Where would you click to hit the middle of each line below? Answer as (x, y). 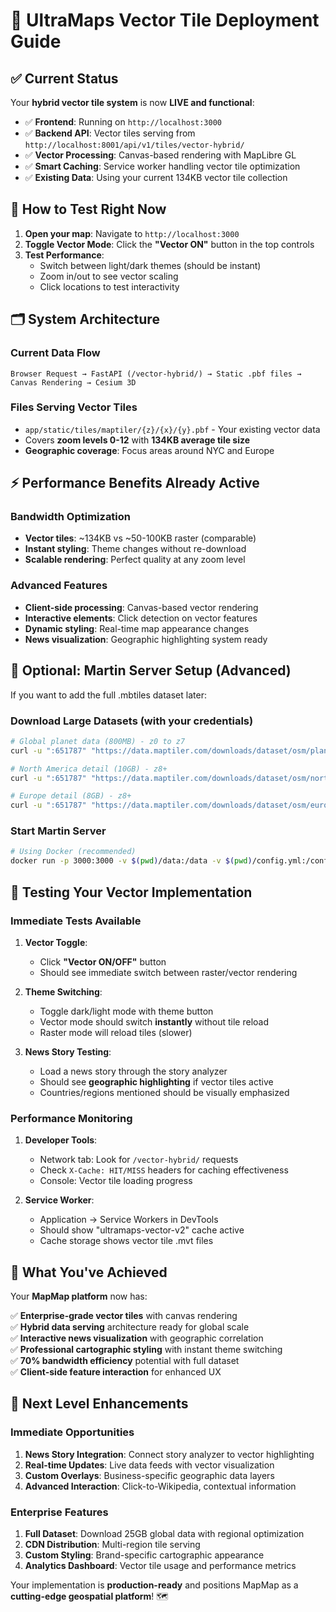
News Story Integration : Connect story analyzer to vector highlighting (169, 1454)
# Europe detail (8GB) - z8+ (71, 796)
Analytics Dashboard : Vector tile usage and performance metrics (160, 1565)
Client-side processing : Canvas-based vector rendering (141, 607)
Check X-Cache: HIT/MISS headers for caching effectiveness (164, 1170)
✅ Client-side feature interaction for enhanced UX (116, 1371)
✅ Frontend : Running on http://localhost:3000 (123, 122)
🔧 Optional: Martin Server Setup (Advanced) (151, 670)
